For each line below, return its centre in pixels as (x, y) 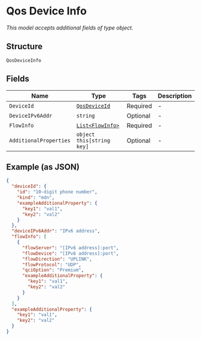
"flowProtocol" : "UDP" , (52, 265)
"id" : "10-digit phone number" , (57, 192)
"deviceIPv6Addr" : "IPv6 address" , (56, 231)
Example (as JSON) (43, 167)
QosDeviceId (93, 106)
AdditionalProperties (40, 140)
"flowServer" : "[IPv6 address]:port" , (70, 247)
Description (175, 96)
